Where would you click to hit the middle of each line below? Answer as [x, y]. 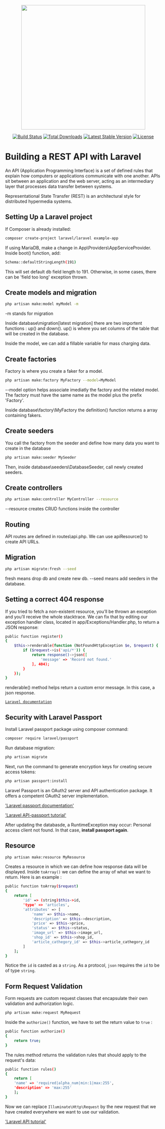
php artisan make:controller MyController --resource [62, 499]
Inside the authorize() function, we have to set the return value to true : [79, 1022]
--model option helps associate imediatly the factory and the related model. [82, 390]
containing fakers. [24, 415]
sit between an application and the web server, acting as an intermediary [79, 181]
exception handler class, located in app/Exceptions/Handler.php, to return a [82, 622]
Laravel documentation [28, 702]
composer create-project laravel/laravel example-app [62, 238]
